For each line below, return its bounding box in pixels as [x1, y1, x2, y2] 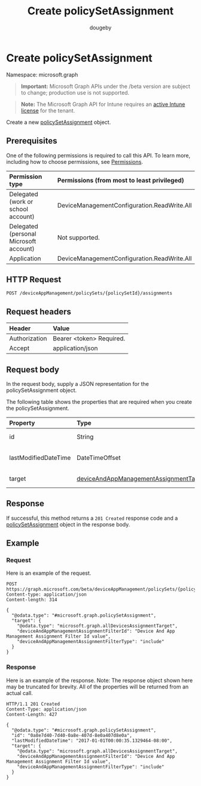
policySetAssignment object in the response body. [6, 520, 130, 528]
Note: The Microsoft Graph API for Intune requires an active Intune [20, 100, 185, 108]
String [77, 432, 94, 441]
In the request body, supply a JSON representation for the [6, 380, 150, 387]
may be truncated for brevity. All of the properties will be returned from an [6, 683, 189, 690]
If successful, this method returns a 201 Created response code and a [6, 514, 178, 522]
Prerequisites [6, 136, 57, 146]
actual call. [6, 689, 33, 696]
